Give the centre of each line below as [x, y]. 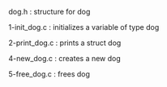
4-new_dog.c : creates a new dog [65, 58]
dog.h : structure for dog [49, 12]
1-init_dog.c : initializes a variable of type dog [84, 27]
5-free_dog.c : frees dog [49, 74]
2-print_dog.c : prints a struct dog [65, 43]
